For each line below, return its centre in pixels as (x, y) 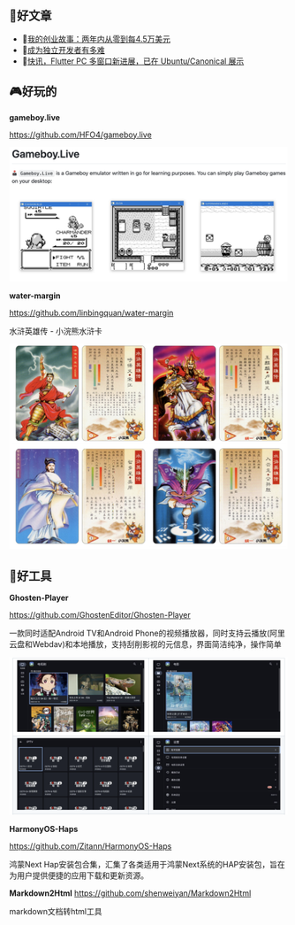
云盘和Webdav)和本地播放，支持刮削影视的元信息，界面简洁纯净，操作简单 (146, 644)
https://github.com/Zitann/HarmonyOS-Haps (91, 846)
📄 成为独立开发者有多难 (63, 50)
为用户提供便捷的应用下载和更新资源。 (79, 875)
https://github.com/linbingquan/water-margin (91, 312)
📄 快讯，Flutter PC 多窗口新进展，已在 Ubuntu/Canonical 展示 (133, 61)
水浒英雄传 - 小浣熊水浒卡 (56, 331)
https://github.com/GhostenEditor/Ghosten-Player (100, 615)
